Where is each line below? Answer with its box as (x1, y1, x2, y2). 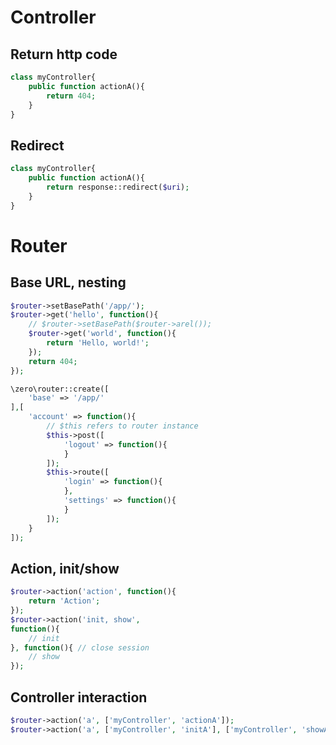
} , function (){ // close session (10, 642, 150, 653)
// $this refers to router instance (46, 421, 199, 431)
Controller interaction (10, 689, 148, 706)
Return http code (10, 46, 118, 63)
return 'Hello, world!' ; (46, 338, 150, 348)
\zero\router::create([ (10, 384, 110, 394)
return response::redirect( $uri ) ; (46, 182, 190, 192)
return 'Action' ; (28, 596, 101, 606)
